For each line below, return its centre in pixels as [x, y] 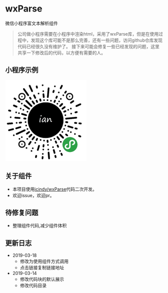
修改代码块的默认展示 [42, 279]
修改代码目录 [33, 285]
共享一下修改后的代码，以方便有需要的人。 [61, 53]
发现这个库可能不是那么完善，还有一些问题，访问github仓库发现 [97, 40]
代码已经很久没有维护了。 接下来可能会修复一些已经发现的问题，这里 [88, 46]
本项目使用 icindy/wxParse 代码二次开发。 [55, 189]
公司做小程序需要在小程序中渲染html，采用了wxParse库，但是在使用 [88, 34]
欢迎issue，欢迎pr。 [33, 195]
